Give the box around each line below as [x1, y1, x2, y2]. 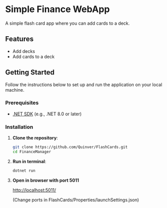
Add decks [12, 48, 35, 54]
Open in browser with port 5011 [12, 177, 79, 183]
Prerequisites [5, 99, 39, 106]
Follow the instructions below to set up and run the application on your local [5, 82, 162, 88]
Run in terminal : [12, 158, 46, 164]
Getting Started [5, 68, 55, 77]
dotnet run [12, 168, 36, 173]
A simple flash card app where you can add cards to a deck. [5, 20, 130, 26]
